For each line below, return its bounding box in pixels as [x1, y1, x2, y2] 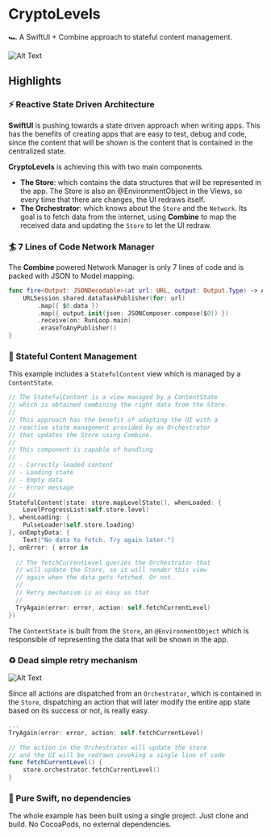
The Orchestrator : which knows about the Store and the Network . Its [19, 203, 248, 212]
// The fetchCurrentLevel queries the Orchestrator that [15, 558, 211, 566]
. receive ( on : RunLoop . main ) [37, 317, 131, 325]
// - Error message [8, 483, 74, 491]
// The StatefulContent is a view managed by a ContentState [8, 393, 219, 402]
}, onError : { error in [8, 543, 89, 552]
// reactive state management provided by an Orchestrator [8, 423, 211, 431]
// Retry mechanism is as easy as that [15, 589, 150, 597]
